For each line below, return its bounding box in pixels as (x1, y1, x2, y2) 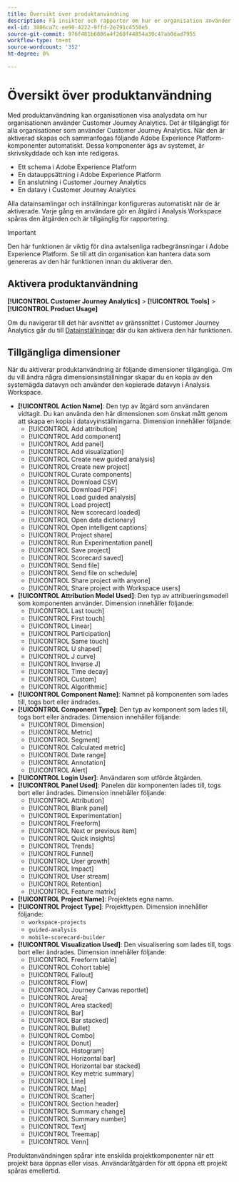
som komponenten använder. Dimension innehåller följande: (17, 599, 195, 607)
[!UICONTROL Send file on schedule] (28, 569, 138, 577)
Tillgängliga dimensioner (7, 347, 121, 359)
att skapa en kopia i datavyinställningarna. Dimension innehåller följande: (17, 417, 233, 425)
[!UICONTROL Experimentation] (28, 812, 122, 820)
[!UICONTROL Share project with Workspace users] (28, 584, 180, 592)
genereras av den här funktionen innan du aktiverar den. (7, 257, 173, 266)
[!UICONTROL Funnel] (28, 849, 94, 858)
